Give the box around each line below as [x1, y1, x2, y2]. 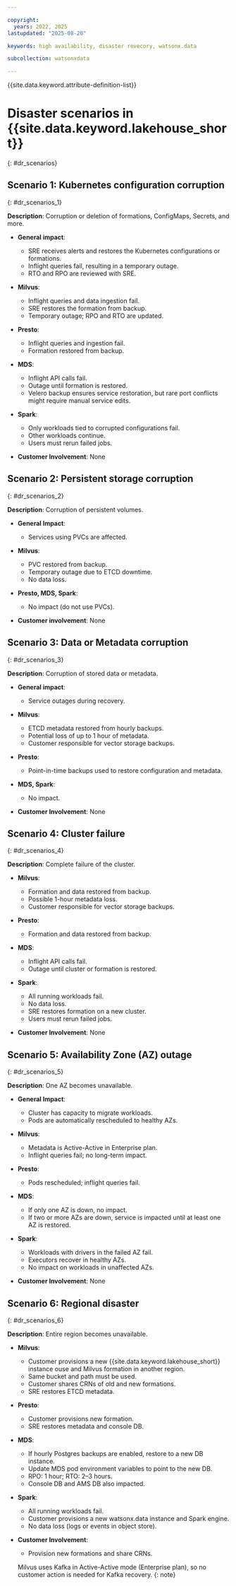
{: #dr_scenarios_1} [7, 198, 62, 206]
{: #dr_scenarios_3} [7, 655, 64, 664]
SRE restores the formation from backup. [27, 304, 147, 312]
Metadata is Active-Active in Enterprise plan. [27, 1144, 158, 1152]
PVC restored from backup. [27, 560, 108, 569]
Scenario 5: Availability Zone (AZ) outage [7, 1048, 192, 1060]
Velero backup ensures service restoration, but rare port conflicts [27, 389, 218, 397]
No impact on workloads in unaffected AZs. [27, 1263, 154, 1272]
